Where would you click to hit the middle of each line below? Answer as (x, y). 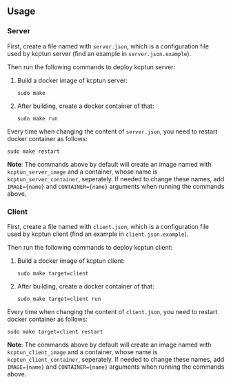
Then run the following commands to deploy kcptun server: (91, 67)
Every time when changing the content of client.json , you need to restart (112, 311)
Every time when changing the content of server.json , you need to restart (112, 131)
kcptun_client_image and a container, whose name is (82, 351)
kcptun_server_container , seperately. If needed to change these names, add (116, 179)
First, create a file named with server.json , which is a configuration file (108, 46)
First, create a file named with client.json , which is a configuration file (108, 226)
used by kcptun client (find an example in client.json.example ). (98, 234)
